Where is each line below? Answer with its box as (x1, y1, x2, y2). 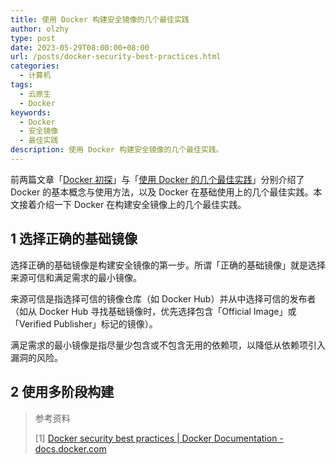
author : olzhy (10, 24, 70, 34)
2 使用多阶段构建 (10, 384, 115, 401)
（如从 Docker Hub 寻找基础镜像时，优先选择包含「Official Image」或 (10, 305, 297, 317)
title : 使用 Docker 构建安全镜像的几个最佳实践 (10, 14, 190, 25)
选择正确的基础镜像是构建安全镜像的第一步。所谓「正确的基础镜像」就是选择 (10, 259, 326, 271)
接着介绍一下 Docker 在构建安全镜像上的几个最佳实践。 (18, 198, 247, 210)
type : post (10, 33, 56, 43)
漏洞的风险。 (10, 351, 63, 363)
